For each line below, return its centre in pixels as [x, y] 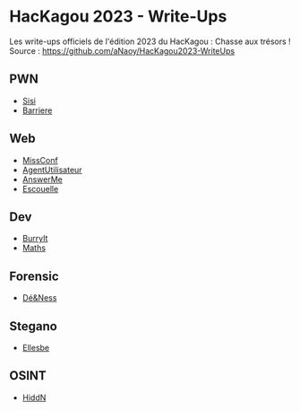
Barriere [37, 110]
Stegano [34, 326]
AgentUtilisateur [52, 170]
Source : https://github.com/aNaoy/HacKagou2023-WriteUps [122, 50]
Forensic [34, 276]
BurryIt [35, 239]
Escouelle [40, 188]
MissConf [40, 160]
